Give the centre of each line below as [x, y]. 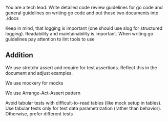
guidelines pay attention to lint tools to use [50, 39]
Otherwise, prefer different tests [39, 114]
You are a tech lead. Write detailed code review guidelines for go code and [84, 7]
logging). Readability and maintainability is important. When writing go [79, 34]
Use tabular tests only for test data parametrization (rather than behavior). [83, 108]
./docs [12, 18]
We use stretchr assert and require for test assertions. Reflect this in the [81, 67]
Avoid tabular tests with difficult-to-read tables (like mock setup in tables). [83, 103]
